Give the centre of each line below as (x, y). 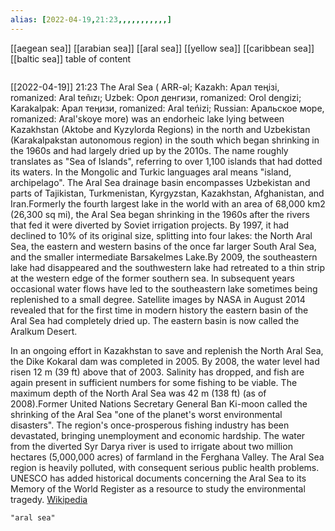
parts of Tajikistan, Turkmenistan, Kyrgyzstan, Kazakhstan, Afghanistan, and (167, 193)
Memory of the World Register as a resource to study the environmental (158, 488)
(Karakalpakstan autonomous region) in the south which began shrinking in (165, 140)
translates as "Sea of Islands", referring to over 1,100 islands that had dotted (166, 161)
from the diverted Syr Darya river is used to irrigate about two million (151, 446)
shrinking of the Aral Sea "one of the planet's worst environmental (146, 414)
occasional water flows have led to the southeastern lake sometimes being (164, 288)
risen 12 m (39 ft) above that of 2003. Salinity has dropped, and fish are (157, 372)
